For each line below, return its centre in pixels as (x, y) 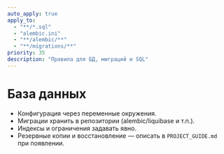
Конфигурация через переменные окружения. (87, 113)
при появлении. (41, 143)
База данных (47, 93)
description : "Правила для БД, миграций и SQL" (78, 59)
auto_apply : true (33, 14)
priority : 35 (26, 53)
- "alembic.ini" (37, 33)
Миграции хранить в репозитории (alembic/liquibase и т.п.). (106, 120)
